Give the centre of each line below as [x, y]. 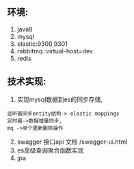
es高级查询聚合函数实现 [50, 150]
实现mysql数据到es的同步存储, [59, 99]
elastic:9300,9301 [42, 44]
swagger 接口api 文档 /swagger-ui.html [72, 142]
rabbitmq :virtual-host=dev [55, 51]
